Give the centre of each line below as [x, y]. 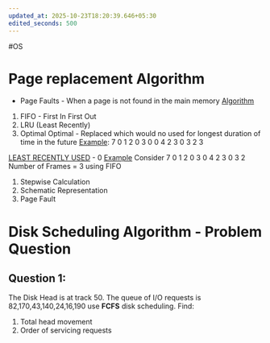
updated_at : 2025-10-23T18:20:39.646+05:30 [83, 16]
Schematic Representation [64, 191]
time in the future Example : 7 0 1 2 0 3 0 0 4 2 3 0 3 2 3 [112, 143]
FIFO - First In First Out [58, 117]
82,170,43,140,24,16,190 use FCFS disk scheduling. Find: [102, 306]
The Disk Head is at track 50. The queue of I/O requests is [105, 298]
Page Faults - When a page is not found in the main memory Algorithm [137, 101]
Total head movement [56, 322]
